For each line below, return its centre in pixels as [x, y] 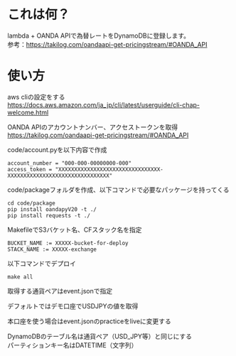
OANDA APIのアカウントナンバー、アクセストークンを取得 [93, 127]
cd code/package [31, 203]
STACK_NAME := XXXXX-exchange [52, 249]
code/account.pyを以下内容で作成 [57, 149]
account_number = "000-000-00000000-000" [70, 163]
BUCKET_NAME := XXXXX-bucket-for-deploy [68, 243]
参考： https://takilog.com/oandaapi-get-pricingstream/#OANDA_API [107, 44]
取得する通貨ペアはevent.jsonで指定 [60, 291]
